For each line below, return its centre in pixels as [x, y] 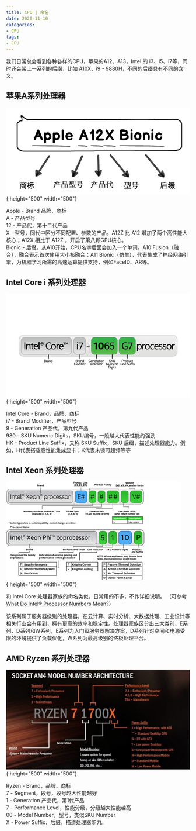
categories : [20, 25]
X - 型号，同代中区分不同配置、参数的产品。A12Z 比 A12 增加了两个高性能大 [97, 233]
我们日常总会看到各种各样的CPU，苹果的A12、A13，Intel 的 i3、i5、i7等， [94, 61]
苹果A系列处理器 [36, 96]
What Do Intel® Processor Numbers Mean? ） [60, 604]
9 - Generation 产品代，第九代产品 [47, 428]
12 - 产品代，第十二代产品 [37, 226]
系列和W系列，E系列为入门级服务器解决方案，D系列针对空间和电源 [100, 631]
